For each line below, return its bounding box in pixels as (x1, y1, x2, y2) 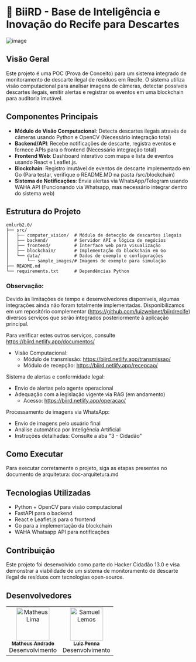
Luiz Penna (73, 640, 100, 647)
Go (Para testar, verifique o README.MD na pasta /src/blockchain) (14, 171, 176, 178)
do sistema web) (14, 190, 55, 197)
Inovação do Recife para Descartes (6, 18, 180, 31)
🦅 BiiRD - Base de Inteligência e (6, 5, 160, 19)
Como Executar (6, 449, 64, 460)
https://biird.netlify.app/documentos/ (6, 337, 95, 345)
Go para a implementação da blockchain (14, 522, 112, 529)
